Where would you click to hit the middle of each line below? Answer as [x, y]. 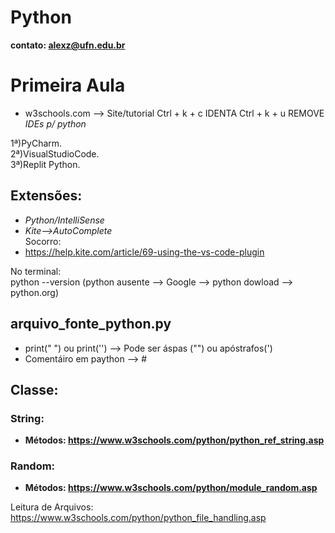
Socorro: [43, 241]
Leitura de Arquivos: [52, 507]
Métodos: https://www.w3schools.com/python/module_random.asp [171, 488]
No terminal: [36, 271]
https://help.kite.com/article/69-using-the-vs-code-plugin [144, 252]
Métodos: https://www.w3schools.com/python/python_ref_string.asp [174, 440]
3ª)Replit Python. [45, 164]
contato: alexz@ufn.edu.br [68, 45]
